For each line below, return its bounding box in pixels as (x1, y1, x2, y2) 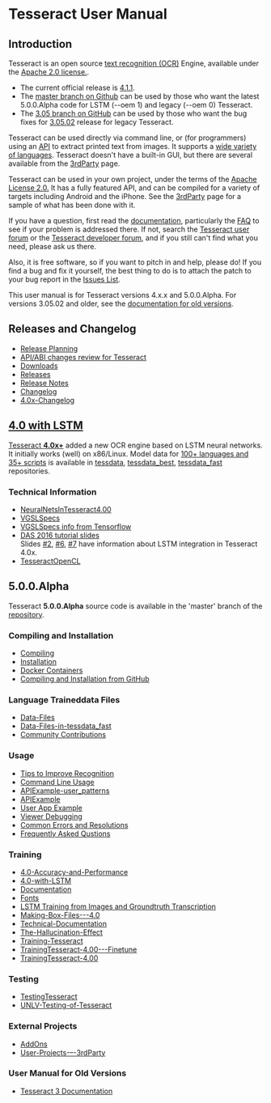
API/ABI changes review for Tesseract (19, 352, 147, 362)
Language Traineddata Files (8, 694, 121, 705)
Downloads (19, 361, 58, 371)
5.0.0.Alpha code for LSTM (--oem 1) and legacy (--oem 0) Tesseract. (19, 100, 253, 109)
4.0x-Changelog (19, 395, 75, 405)
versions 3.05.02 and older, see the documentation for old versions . (8, 299, 235, 308)
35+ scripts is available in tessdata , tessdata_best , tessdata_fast (8, 457, 222, 467)
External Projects (8, 1020, 78, 1032)
